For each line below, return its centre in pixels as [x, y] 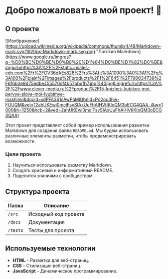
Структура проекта [37, 191]
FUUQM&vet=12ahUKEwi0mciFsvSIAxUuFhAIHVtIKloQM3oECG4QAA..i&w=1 [84, 105]
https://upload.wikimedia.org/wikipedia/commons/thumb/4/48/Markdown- [84, 46]
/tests [16, 231]
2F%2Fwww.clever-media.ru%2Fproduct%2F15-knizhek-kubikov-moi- [78, 89]
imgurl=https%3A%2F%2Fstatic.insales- [48, 67]
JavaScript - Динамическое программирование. [65, 271]
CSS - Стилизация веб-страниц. [47, 265]
